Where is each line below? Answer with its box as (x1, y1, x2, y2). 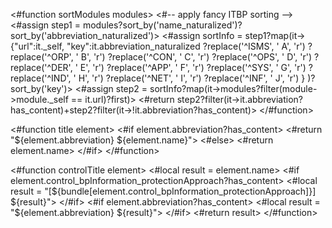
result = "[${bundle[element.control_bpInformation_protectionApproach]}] (10, 185, 317, 197)
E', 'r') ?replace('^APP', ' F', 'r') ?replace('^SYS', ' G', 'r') (79, 62, 307, 73)
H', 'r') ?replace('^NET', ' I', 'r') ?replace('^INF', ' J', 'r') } (78, 72, 306, 84)
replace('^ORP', (10, 51, 74, 63)
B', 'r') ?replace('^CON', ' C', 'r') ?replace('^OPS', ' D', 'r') (80, 51, 313, 63)
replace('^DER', (10, 62, 73, 73)
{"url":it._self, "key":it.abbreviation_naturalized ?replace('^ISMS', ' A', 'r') (10, 40, 306, 52)
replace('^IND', (10, 72, 72, 84)
